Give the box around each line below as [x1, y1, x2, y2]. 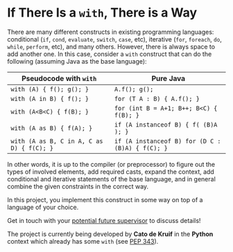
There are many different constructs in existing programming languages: [7, 28, 214, 36]
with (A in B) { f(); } [10, 95, 89, 102]
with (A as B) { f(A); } [10, 124, 93, 132]
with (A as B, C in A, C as [10, 137, 103, 145]
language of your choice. [7, 203, 79, 211]
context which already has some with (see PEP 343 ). [7, 237, 159, 245]
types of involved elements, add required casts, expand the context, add [7, 168, 215, 176]
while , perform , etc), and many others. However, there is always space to [7, 42, 216, 51]
